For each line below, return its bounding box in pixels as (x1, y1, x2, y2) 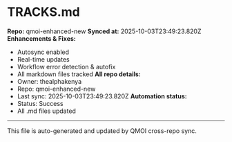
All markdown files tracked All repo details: (17, 70, 142, 78)
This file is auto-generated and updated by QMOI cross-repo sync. (7, 126, 197, 135)
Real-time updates (17, 55, 70, 63)
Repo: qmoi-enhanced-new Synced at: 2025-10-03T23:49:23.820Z (7, 27, 202, 35)
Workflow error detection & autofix (17, 62, 116, 71)
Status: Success (17, 99, 64, 107)
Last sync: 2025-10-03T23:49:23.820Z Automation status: (17, 91, 188, 100)
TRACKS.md (7, 4, 81, 20)
